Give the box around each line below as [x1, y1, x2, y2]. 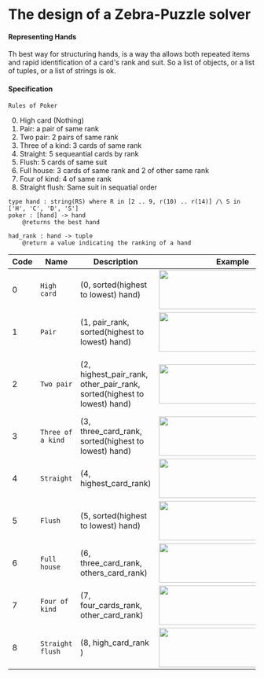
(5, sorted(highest [79, 510, 148, 521]
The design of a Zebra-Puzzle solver [8, 6, 251, 24]
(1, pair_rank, [79, 316, 130, 327]
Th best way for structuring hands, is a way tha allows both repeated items [8, 50, 250, 59]
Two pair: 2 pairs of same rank [19, 132, 119, 142]
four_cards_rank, [79, 599, 143, 610]
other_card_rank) [79, 610, 144, 621]
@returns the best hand [22, 218, 101, 226]
